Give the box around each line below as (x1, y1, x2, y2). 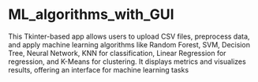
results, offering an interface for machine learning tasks (8, 65, 189, 74)
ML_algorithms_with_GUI (8, 6, 175, 24)
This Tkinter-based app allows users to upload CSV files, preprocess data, (8, 32, 250, 41)
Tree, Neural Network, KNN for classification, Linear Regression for (8, 48, 226, 58)
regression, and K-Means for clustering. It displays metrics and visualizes (8, 57, 246, 66)
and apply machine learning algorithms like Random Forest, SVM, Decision (8, 39, 251, 49)
